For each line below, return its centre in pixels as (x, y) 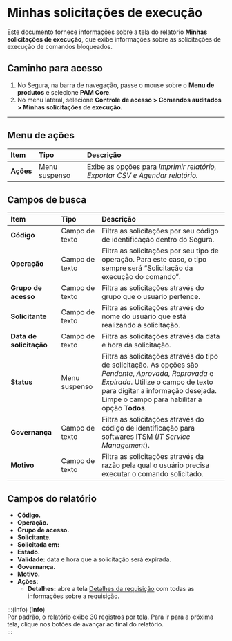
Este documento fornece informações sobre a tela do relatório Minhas (107, 32)
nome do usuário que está (144, 316)
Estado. (28, 552)
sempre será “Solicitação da (147, 268)
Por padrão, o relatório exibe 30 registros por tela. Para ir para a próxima (110, 617)
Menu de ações (41, 135)
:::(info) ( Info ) (26, 610)
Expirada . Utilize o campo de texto (157, 382)
